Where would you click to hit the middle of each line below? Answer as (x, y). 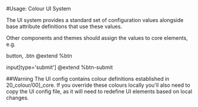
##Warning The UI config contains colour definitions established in (88, 79)
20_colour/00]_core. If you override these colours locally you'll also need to (98, 85)
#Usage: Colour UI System (39, 9)
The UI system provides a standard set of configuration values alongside (95, 20)
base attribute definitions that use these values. (64, 26)
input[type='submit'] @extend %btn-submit (60, 67)
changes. (17, 98)
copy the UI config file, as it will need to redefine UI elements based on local (99, 91)
